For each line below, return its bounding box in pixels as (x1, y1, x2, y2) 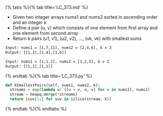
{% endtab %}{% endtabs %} (5, 106, 67, 111)
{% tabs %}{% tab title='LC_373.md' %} (5, 5, 88, 10)
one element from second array (12, 30, 79, 36)
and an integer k (12, 20, 47, 25)
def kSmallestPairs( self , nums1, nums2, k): (5, 83, 100, 88)
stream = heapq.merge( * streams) (10, 92, 78, 97)
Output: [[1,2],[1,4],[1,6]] (5, 50, 67, 55)
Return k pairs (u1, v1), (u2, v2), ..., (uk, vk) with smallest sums (12, 35, 142, 41)
